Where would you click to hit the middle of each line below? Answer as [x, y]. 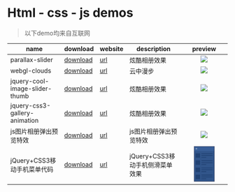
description [154, 49]
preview [204, 49]
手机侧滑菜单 [154, 165]
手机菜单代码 [35, 169]
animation [24, 121]
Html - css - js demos [70, 13]
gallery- [22, 113]
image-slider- [31, 89]
